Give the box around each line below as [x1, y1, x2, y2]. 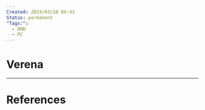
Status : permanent [6, 15, 53, 21]
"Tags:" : [6, 20, 29, 26]
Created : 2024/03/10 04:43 [6, 9, 75, 15]
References [6, 93, 66, 107]
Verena [6, 58, 44, 72]
